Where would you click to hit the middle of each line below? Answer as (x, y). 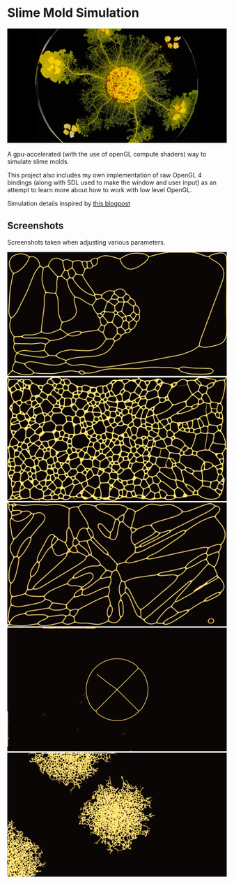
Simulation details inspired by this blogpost (69, 203)
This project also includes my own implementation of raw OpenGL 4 (104, 175)
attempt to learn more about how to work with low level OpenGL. (100, 190)
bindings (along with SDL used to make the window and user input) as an (112, 182)
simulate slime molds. (38, 161)
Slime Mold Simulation (73, 13)
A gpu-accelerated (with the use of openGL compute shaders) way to (107, 154)
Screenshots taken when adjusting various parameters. (86, 242)
